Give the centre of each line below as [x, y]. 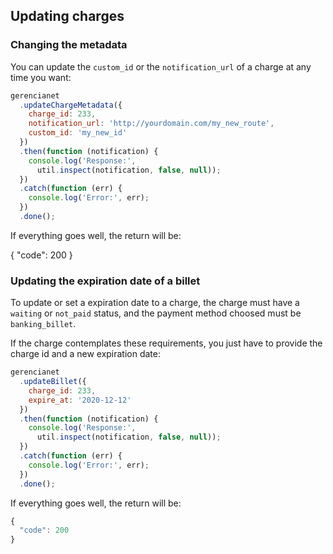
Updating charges [67, 16]
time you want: [41, 77]
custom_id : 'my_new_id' [78, 133]
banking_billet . [43, 324]
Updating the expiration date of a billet [105, 281]
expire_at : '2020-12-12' [80, 400]
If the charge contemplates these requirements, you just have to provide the [166, 343]
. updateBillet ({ [53, 382]
